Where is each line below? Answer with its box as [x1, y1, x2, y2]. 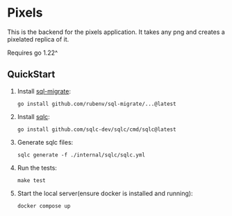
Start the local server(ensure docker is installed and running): [17, 189, 193, 197]
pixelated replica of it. [7, 35, 69, 43]
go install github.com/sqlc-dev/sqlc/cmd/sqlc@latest [17, 126, 176, 133]
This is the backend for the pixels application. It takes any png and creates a [7, 28, 226, 36]
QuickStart [7, 69, 56, 80]
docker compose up [17, 202, 71, 209]
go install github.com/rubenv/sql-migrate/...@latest [17, 100, 176, 107]
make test [17, 177, 47, 184]
